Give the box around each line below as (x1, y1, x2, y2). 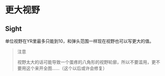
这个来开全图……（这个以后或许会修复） (26, 65, 107, 71)
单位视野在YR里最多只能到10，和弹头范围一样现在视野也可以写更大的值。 (5, 38, 154, 44)
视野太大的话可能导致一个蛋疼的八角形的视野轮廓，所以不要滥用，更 (17, 59, 156, 65)
